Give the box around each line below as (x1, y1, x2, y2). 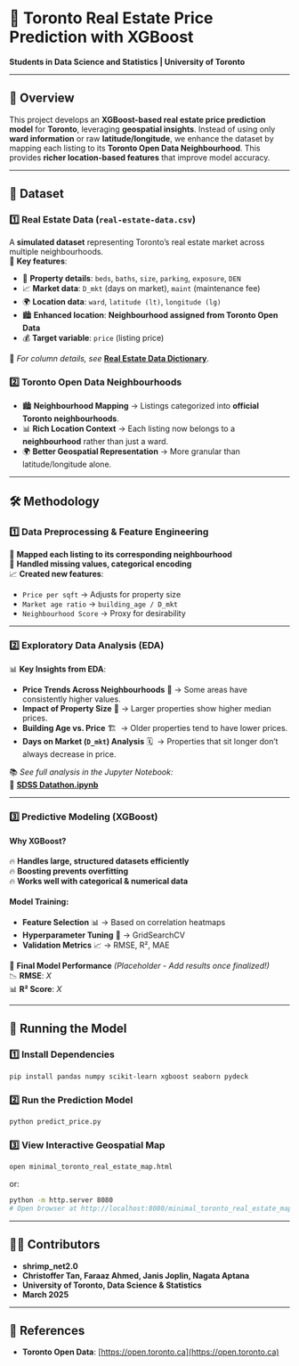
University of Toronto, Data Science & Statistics (21, 1280, 202, 1290)
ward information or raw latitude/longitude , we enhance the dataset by (9, 133, 274, 143)
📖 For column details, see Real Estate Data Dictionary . (9, 354, 210, 364)
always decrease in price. (21, 748, 117, 760)
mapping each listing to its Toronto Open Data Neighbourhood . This (9, 142, 261, 153)
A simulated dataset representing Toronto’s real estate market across (9, 237, 265, 248)
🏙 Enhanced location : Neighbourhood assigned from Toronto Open (21, 310, 279, 321)
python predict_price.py (9, 1117, 101, 1126)
